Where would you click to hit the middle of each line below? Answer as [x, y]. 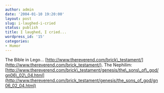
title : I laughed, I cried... [36, 32]
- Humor [13, 46]
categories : [17, 41]
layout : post [18, 19]
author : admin [20, 9]
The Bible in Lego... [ [26, 59]
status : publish [22, 28]
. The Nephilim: [117, 65]
